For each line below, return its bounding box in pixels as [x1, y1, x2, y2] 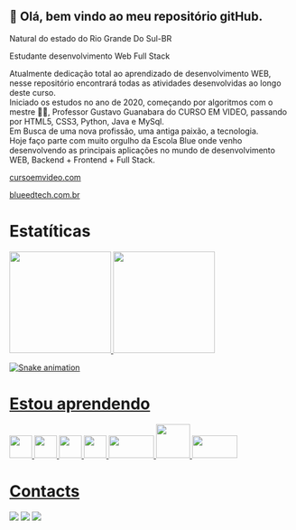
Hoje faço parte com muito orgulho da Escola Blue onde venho [9, 135, 243, 145]
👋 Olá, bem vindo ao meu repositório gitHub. [9, 9, 264, 24]
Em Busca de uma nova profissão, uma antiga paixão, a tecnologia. [9, 126, 259, 136]
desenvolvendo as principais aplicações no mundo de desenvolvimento [9, 144, 275, 155]
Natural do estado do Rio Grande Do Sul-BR [9, 33, 172, 43]
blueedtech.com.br [9, 189, 80, 200]
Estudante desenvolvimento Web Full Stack [9, 51, 171, 61]
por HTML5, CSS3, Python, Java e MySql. [9, 116, 164, 126]
